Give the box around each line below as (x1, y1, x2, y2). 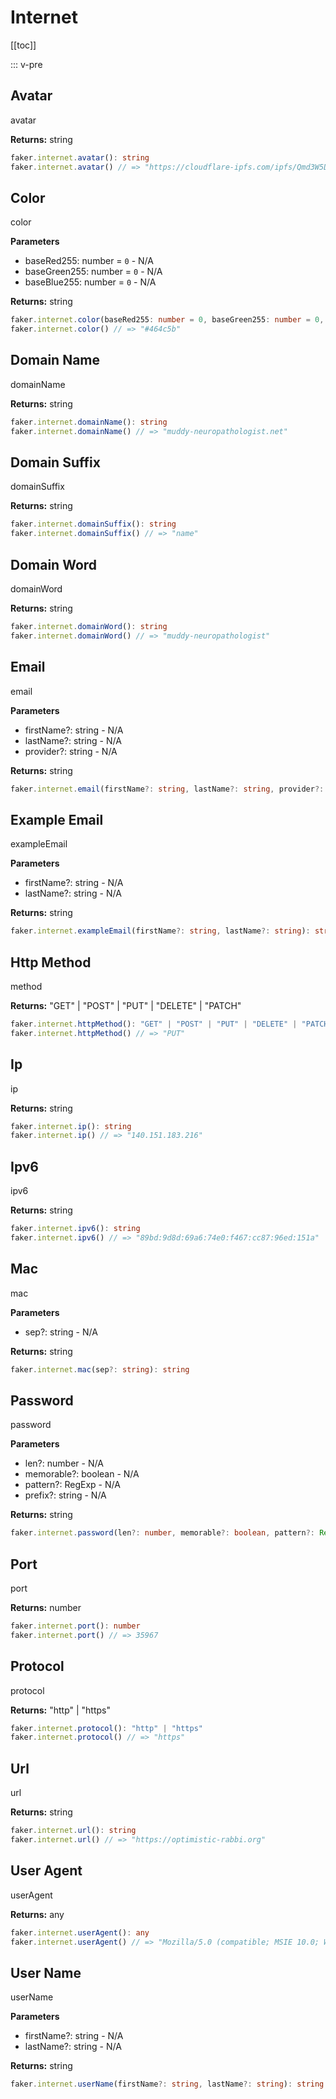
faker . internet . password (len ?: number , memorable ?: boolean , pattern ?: (10, 1528, 315, 1538)
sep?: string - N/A (24, 1326, 98, 1338)
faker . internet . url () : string (10, 1826, 137, 1836)
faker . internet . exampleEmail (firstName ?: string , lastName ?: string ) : (10, 926, 311, 936)
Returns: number (10, 1602, 82, 1613)
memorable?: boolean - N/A (24, 1468, 140, 1480)
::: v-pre (10, 58, 43, 70)
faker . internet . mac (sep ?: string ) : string (10, 1364, 190, 1375)
